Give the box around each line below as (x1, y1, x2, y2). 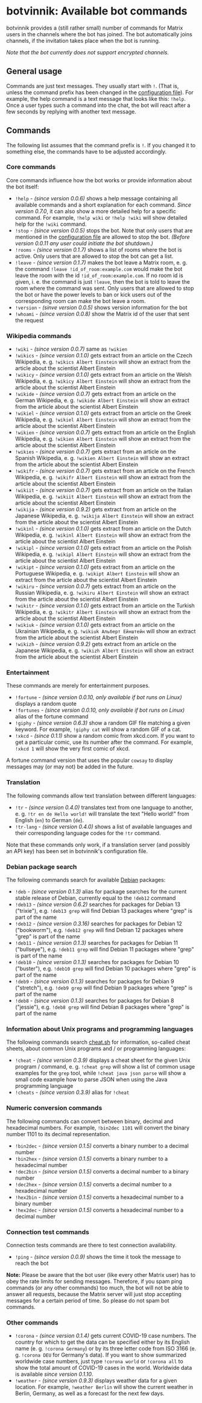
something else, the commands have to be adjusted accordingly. (6, 148, 167, 155)
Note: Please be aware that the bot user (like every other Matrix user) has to (6, 1271, 196, 1278)
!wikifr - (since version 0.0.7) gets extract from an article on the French (14, 467, 195, 475)
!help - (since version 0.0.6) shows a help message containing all (14, 194, 178, 202)
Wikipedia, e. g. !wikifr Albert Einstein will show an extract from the (14, 474, 191, 481)
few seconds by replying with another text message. (6, 107, 137, 115)
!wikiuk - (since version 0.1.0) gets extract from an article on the (14, 621, 175, 628)
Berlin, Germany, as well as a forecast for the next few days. (14, 1390, 165, 1397)
